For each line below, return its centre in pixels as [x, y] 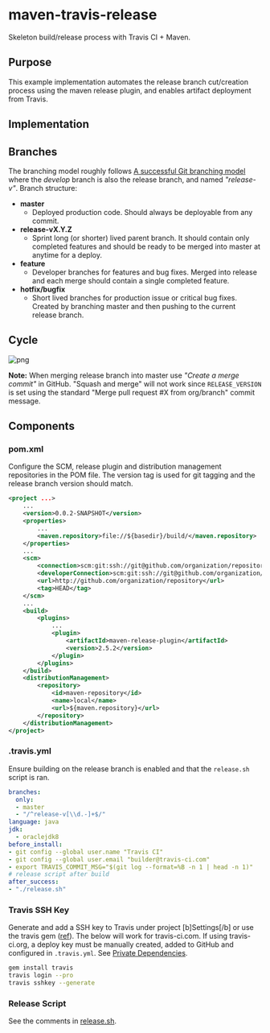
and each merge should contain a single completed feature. [131, 280]
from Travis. [28, 99]
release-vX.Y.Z [46, 229]
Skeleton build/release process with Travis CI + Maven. [100, 37]
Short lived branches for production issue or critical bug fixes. [134, 298]
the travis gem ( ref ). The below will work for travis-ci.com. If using [118, 936]
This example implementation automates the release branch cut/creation [129, 81]
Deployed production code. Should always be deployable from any [142, 212]
